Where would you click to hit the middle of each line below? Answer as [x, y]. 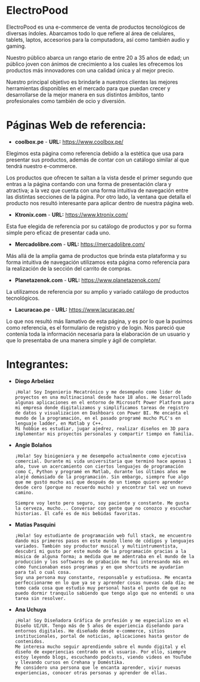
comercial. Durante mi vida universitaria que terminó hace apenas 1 [103, 461]
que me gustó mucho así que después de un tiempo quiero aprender [99, 482]
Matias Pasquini [35, 525]
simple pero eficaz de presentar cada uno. [58, 232]
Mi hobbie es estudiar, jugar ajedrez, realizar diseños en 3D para [102, 428]
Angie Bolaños [33, 445]
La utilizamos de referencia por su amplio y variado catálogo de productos [98, 291]
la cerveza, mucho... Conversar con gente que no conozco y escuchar [103, 508]
